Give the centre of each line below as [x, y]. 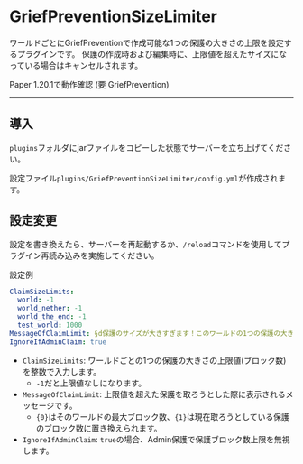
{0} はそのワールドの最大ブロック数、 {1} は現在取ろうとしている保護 [163, 416]
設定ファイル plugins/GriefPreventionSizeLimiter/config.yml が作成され [144, 178]
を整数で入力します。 [62, 371]
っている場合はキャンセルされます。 [76, 65]
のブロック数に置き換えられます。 [99, 428]
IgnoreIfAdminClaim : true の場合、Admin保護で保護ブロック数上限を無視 [156, 439]
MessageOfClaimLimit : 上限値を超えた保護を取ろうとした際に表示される [154, 394]
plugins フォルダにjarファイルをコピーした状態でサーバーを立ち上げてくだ [147, 147]
